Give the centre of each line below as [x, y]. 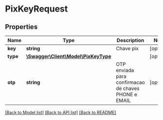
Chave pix [127, 48]
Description [130, 40]
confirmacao [130, 82]
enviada [125, 70]
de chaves [128, 88]
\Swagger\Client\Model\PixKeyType [69, 56]
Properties [21, 27]
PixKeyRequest [36, 9]
